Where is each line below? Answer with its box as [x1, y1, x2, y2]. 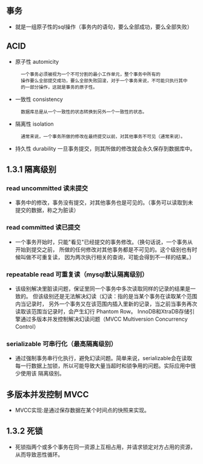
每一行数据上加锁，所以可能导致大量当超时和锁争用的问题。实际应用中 [15, 362, 191, 369]
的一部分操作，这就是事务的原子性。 [21, 84, 98, 90]
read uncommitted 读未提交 [6, 184, 88, 193]
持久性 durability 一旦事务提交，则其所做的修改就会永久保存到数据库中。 [15, 145, 196, 152]
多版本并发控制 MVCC [6, 389, 89, 400]
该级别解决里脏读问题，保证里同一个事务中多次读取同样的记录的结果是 [15, 285, 191, 292]
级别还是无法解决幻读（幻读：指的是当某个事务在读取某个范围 [43, 292, 198, 299]
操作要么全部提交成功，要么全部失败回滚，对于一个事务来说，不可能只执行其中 [21, 78, 188, 84]
